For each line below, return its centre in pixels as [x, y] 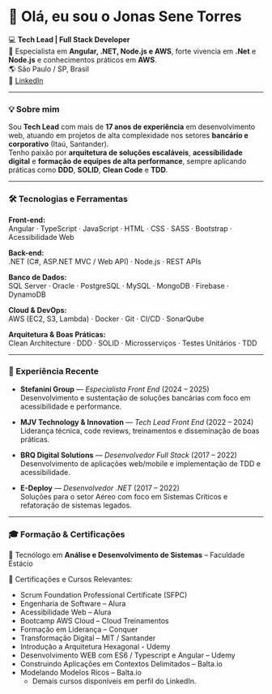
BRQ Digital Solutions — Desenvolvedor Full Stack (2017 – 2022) [128, 455]
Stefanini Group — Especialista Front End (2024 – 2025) [115, 389]
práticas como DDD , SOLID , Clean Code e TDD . [88, 170]
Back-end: [26, 253]
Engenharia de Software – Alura [73, 604]
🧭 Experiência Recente [54, 371]
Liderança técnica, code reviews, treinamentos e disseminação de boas [140, 431]
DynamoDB [28, 294]
